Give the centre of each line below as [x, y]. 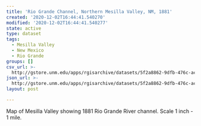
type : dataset [24, 34]
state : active [24, 28]
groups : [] [20, 61]
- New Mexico [28, 51]
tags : [13, 39]
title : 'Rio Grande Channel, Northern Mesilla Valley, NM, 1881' [89, 12]
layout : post [22, 89]
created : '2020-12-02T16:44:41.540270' [56, 17]
